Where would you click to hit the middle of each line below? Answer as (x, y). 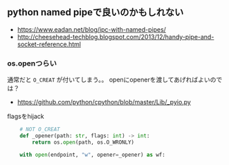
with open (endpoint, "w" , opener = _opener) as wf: (93, 155)
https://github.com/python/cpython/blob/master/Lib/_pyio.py (104, 102)
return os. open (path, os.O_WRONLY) (83, 142)
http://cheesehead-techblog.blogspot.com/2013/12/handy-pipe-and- (116, 37)
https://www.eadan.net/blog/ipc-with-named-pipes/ (91, 29)
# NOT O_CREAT (40, 130)
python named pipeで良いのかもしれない (95, 12)
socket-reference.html (49, 44)
